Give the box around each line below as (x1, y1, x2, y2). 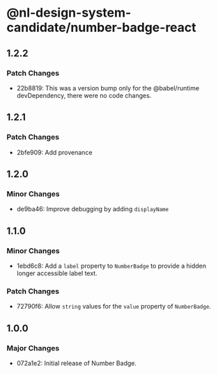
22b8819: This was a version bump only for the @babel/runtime (16, 83, 200, 92)
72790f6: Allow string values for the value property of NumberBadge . (16, 302, 212, 311)
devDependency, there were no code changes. (16, 91, 152, 99)
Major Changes (6, 343, 60, 352)
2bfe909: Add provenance (16, 148, 93, 156)
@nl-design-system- (6, 5, 132, 21)
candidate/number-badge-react (6, 19, 196, 35)
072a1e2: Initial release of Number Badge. (16, 359, 137, 367)
